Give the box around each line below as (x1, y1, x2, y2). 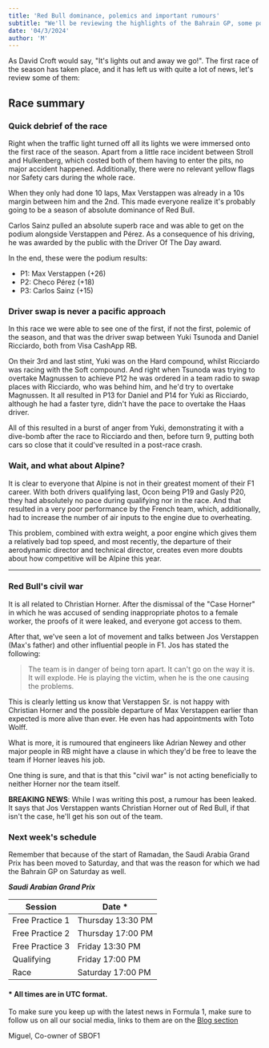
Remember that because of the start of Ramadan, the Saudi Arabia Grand (8, 850, 250, 860)
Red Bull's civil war (8, 581, 84, 592)
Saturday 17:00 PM (77, 967, 151, 978)
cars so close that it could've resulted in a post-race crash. (8, 440, 203, 449)
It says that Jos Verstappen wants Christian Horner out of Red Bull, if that (8, 803, 250, 812)
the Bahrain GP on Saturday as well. (8, 867, 126, 877)
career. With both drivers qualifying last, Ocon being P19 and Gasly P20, (8, 486, 247, 497)
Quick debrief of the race (8, 120, 108, 131)
